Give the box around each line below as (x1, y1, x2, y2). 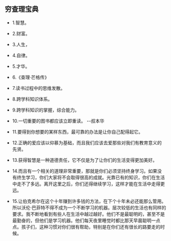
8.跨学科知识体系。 (12, 96, 53, 102)
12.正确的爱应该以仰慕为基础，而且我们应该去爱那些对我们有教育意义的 (12, 139, 162, 145)
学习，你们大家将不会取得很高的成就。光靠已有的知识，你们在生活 (26, 174, 165, 180)
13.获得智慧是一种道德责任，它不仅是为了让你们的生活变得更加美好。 (12, 157, 157, 163)
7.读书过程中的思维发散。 (12, 85, 66, 91)
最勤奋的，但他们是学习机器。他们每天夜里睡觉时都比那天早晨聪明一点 (12, 217, 161, 224)
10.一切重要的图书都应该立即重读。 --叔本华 (12, 118, 104, 124)
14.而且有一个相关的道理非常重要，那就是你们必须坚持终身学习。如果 (12, 168, 158, 174)
